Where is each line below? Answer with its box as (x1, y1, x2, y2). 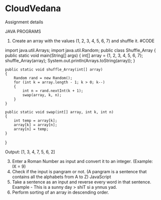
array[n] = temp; (14, 127, 49, 131)
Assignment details (5, 19, 44, 25)
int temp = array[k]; (14, 118, 57, 123)
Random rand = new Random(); (14, 75, 73, 80)
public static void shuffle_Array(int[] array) (5, 67, 103, 72)
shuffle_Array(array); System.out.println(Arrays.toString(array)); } (5, 57, 135, 63)
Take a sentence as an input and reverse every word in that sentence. (12, 179, 151, 185)
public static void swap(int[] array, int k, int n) (5, 109, 114, 114)
